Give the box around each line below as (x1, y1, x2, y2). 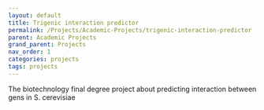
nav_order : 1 (8, 48, 51, 56)
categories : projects (8, 56, 80, 64)
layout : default (8, 11, 61, 20)
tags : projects (8, 63, 58, 71)
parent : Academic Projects (8, 33, 97, 42)
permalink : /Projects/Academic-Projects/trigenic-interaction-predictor (8, 26, 252, 34)
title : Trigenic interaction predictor (8, 19, 139, 27)
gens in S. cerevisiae (8, 92, 76, 102)
